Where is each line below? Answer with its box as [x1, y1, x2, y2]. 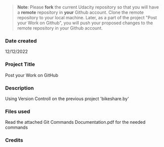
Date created [5, 37, 37, 44]
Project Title [5, 61, 36, 68]
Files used [5, 108, 31, 115]
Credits [5, 137, 23, 144]
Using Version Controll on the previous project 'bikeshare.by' [5, 96, 129, 102]
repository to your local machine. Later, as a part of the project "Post [17, 15, 157, 20]
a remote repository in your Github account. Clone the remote [17, 9, 144, 15]
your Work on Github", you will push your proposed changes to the [17, 20, 153, 26]
